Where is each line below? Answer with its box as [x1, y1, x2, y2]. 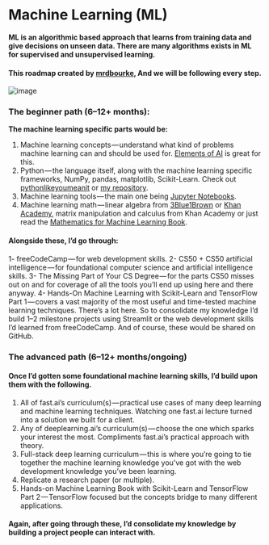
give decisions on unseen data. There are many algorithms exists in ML [8, 40, 252, 50]
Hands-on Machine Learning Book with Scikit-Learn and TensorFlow [19, 483, 249, 493]
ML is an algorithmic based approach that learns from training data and [8, 32, 252, 42]
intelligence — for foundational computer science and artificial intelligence [8, 262, 253, 272]
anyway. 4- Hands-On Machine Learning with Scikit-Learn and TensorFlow [8, 288, 258, 298]
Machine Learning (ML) [8, 6, 168, 24]
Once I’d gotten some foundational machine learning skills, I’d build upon [8, 371, 258, 381]
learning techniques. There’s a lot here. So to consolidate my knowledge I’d [8, 305, 258, 315]
